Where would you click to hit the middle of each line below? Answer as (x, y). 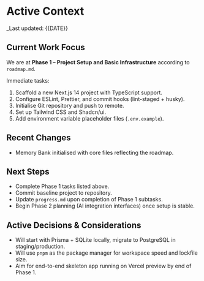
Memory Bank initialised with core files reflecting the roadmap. (94, 152)
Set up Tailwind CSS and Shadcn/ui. (61, 112)
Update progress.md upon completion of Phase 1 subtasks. (89, 200)
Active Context (45, 11)
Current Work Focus (46, 47)
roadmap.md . (21, 69)
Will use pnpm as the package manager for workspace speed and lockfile (106, 253)
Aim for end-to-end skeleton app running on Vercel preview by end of (103, 266)
